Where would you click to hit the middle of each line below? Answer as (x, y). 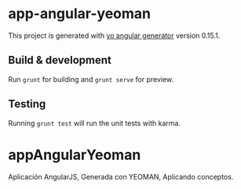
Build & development (60, 60)
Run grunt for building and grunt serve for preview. (91, 79)
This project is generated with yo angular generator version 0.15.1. (114, 35)
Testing (27, 104)
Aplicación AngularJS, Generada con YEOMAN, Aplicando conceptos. (121, 176)
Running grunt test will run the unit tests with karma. (94, 123)
